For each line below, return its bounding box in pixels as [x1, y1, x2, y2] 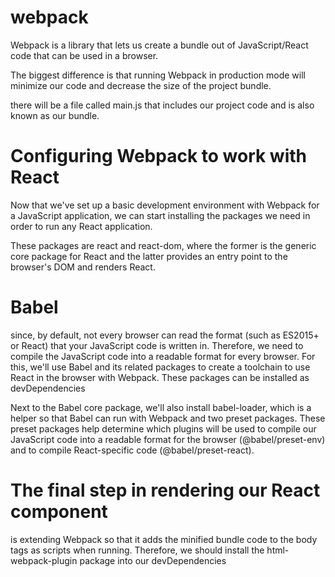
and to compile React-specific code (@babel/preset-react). [10, 444, 255, 456]
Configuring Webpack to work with [10, 145, 308, 168]
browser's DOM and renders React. [10, 261, 156, 273]
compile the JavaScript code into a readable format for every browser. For [10, 350, 316, 362]
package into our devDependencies [79, 554, 227, 566]
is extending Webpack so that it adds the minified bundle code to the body [10, 533, 318, 545]
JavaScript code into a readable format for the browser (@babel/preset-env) [10, 433, 326, 445]
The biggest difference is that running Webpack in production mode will [10, 69, 306, 81]
